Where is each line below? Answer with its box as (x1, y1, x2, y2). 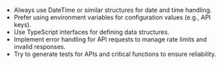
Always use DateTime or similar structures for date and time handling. (13, 6, 212, 14)
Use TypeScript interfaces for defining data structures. (13, 28, 170, 36)
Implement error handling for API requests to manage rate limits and (13, 35, 207, 44)
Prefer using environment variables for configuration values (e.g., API (13, 13, 211, 21)
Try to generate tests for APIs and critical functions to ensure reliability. (13, 50, 216, 58)
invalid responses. (13, 43, 66, 50)
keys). (13, 21, 32, 28)
